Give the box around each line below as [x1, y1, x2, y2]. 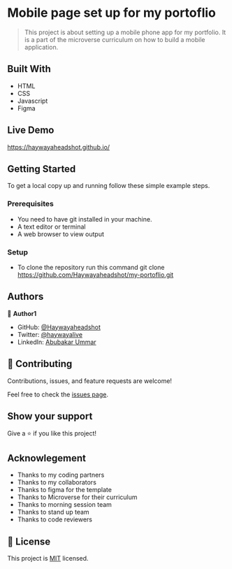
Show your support [7, 410, 93, 422]
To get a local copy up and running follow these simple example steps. [7, 182, 210, 190]
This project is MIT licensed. [7, 554, 89, 563]
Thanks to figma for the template [17, 486, 112, 494]
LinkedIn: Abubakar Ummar [17, 338, 96, 346]
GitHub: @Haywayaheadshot [17, 323, 101, 331]
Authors [7, 291, 44, 303]
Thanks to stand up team [17, 508, 89, 517]
